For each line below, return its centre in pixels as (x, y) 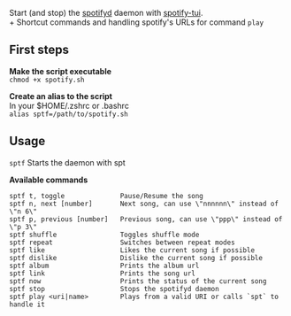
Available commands (49, 180)
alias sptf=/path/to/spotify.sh (69, 114)
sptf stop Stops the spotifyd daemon (114, 289)
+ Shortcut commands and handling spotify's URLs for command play (136, 22)
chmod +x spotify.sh (47, 80)
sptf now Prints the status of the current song (138, 281)
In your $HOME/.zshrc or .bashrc (69, 105)
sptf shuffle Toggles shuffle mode (104, 235)
